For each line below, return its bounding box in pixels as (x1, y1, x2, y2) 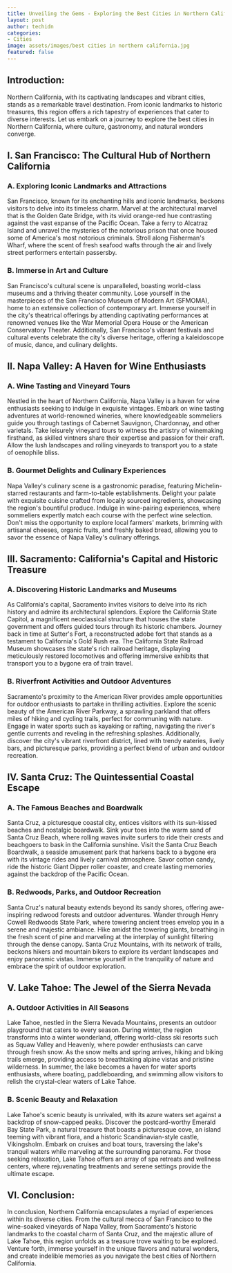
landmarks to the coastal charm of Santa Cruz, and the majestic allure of (7, 1230, 213, 1238)
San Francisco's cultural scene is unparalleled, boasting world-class (7, 281, 202, 290)
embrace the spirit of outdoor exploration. (7, 962, 126, 970)
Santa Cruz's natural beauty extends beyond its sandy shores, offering (7, 903, 209, 911)
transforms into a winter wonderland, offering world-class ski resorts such (7, 1033, 219, 1042)
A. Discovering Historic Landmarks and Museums (7, 585, 177, 594)
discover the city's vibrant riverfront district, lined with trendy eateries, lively (7, 736, 224, 745)
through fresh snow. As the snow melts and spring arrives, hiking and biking (7, 1048, 224, 1056)
